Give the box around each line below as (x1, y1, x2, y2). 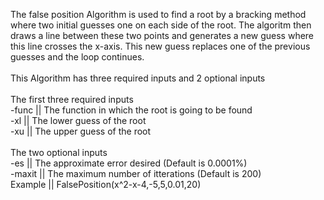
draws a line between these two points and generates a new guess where (10, 30, 315, 41)
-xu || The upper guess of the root (10, 125, 152, 137)
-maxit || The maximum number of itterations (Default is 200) (10, 168, 262, 179)
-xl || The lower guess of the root (10, 115, 147, 126)
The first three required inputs (10, 94, 134, 105)
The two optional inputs (10, 147, 108, 158)
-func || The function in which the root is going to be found (10, 104, 253, 116)
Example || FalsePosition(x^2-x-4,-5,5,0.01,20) (10, 179, 202, 190)
